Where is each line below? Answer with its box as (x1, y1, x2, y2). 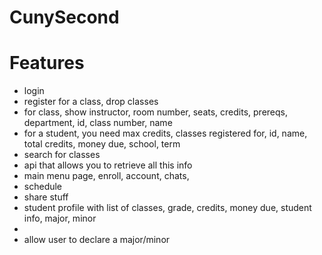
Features (9, 52, 85, 75)
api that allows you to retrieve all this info (23, 159, 193, 171)
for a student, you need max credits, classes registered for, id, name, (23, 127, 308, 140)
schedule (23, 181, 63, 193)
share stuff (23, 191, 69, 203)
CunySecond (9, 6, 120, 29)
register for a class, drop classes (23, 96, 159, 108)
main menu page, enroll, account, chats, (23, 170, 190, 182)
